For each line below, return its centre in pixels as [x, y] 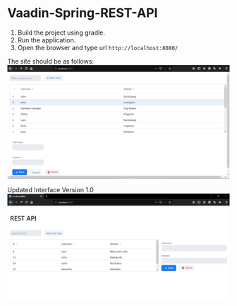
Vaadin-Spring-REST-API [83, 13]
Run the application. [47, 40]
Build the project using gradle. [61, 33]
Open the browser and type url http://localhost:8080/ [98, 47]
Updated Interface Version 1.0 [50, 190]
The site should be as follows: [50, 61]
